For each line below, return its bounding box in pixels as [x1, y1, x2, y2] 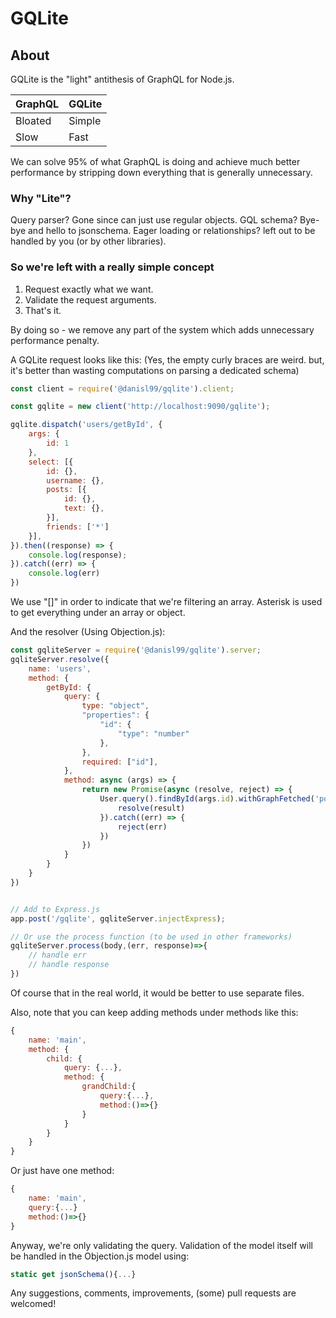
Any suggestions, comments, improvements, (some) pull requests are [10, 1287, 297, 1299]
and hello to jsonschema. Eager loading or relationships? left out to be [27, 225, 316, 237]
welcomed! [10, 1298, 57, 1310]
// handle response [28, 960, 110, 970]
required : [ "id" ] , [81, 757, 159, 767]
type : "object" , [81, 701, 150, 711]
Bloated [15, 114, 52, 127]
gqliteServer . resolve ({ [10, 654, 110, 664]
